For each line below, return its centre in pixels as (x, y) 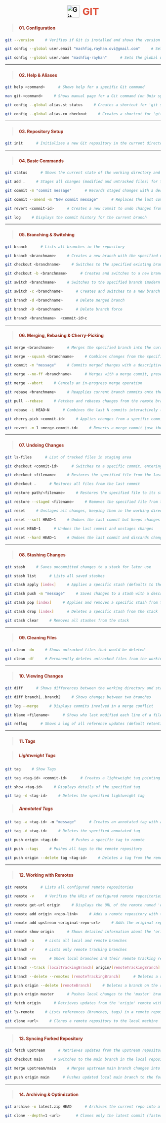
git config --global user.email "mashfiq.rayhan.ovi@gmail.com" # (79, 49)
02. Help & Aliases (38, 75)
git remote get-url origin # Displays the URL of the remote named (80, 905)
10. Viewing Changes (41, 676)
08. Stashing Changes (42, 555)
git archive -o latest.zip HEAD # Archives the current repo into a (83, 1106)
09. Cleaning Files (38, 638)
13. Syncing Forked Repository (51, 1038)
